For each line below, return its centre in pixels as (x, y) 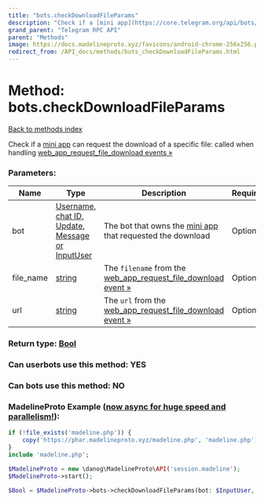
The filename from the (145, 268)
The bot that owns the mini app (161, 226)
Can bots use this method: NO (67, 386)
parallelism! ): (34, 417)
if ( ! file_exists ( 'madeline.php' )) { (70, 433)
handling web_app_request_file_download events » (90, 152)
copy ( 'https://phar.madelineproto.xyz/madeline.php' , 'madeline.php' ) (140, 440)
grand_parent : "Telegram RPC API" (65, 30)
